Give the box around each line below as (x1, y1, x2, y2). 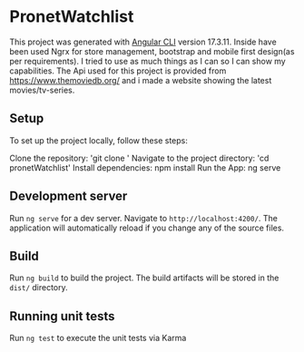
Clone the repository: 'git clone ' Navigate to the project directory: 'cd (9, 152, 270, 163)
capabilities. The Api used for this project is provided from (9, 65, 227, 76)
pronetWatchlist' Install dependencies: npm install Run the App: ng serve (9, 161, 281, 173)
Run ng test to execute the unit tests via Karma (9, 333, 187, 344)
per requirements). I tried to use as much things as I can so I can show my (9, 55, 286, 66)
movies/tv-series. (9, 84, 75, 95)
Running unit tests (9, 308, 115, 324)
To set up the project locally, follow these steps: (9, 134, 189, 146)
